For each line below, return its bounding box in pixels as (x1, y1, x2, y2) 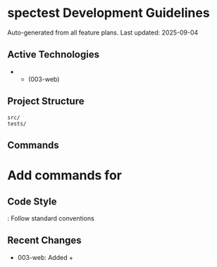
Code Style (7, 195, 57, 207)
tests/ (7, 120, 27, 128)
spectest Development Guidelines (7, 5, 210, 21)
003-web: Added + (17, 253, 74, 261)
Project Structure (7, 95, 85, 107)
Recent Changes (7, 235, 82, 247)
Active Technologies (7, 49, 100, 61)
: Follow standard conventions (7, 213, 95, 223)
